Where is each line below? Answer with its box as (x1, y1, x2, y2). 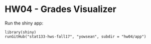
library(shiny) (5, 29, 37, 34)
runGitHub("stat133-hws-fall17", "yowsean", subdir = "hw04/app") (5, 34, 146, 39)
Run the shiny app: (5, 20, 44, 26)
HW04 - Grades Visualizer (5, 3, 116, 15)
